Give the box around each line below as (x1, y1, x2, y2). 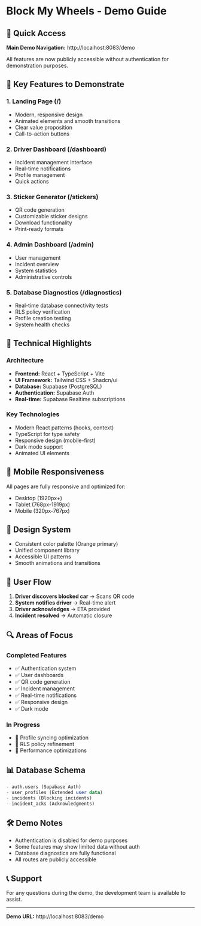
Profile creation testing (14, 314, 71, 321)
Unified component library (14, 547, 80, 554)
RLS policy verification (14, 308, 71, 315)
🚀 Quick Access (6, 28, 66, 38)
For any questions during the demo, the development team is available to (6, 889, 186, 897)
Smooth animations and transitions (14, 560, 100, 567)
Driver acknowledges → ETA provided (14, 606, 111, 613)
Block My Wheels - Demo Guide (6, 4, 167, 18)
